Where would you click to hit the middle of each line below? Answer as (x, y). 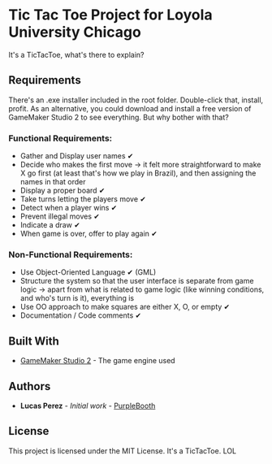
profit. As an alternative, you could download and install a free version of (130, 108)
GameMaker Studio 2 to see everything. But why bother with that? (119, 117)
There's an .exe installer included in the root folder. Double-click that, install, (136, 100)
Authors (30, 386)
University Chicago (75, 32)
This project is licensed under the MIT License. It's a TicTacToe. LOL (123, 451)
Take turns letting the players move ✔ (83, 199)
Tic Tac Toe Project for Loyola (110, 15)
